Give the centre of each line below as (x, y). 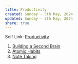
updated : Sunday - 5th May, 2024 (39, 18)
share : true (17, 23)
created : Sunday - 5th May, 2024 (39, 14)
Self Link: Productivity (27, 37)
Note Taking (24, 57)
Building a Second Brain (36, 46)
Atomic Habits (26, 51)
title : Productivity (26, 9)
